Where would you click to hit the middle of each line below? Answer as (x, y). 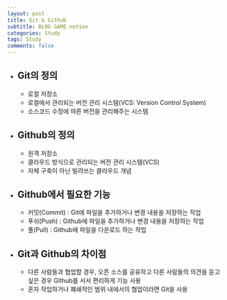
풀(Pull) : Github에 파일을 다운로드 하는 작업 (87, 230)
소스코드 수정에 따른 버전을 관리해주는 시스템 (88, 111)
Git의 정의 (37, 76)
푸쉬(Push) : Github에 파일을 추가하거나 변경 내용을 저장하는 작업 (116, 221)
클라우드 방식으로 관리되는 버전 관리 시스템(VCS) (93, 162)
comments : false (31, 46)
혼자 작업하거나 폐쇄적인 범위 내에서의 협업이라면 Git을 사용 (108, 290)
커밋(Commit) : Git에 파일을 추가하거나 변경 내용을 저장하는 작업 (114, 212)
